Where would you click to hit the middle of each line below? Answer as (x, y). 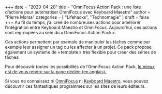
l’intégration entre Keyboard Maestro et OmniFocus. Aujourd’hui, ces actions (81, 27)
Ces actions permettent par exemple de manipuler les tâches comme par (78, 42)
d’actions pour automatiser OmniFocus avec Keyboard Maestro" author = (78, 12)
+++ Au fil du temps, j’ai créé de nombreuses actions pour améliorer (73, 22)
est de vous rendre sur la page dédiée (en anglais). (56, 72)
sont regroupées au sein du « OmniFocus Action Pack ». (60, 33)
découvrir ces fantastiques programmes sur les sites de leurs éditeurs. (75, 86)
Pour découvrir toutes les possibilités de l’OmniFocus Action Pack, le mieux (80, 67)
